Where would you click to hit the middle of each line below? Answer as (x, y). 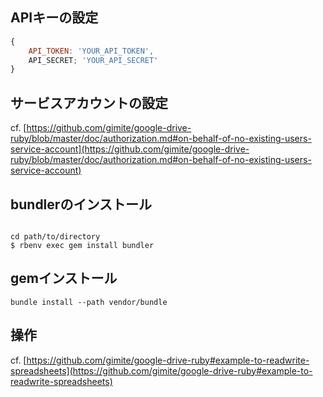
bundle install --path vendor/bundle (89, 302)
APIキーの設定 (54, 18)
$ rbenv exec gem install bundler (82, 245)
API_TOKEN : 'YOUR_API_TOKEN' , (91, 51)
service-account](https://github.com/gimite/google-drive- (130, 149)
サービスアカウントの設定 (89, 103)
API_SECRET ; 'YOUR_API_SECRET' (93, 60)
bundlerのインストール (81, 204)
